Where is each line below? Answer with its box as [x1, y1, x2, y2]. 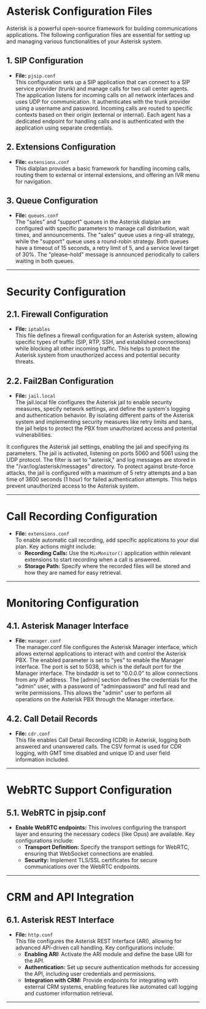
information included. [15, 755, 69, 763]
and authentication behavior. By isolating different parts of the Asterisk [15, 411, 194, 419]
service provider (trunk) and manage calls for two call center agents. [15, 85, 189, 92]
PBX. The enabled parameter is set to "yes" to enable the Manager [15, 656, 184, 664]
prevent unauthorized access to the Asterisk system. [6, 482, 140, 489]
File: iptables [15, 325, 50, 333]
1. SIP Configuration [6, 55, 84, 66]
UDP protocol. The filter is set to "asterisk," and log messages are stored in [6, 456, 196, 464]
